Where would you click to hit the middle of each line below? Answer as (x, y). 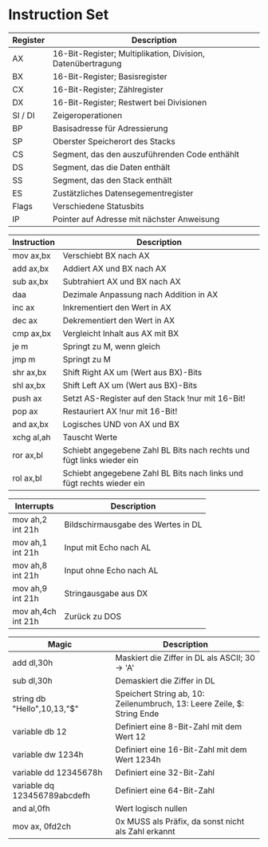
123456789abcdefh (51, 795)
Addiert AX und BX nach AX (115, 268)
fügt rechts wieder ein (104, 483)
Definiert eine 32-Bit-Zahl (165, 772)
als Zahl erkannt (145, 831)
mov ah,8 (30, 565)
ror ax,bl (28, 455)
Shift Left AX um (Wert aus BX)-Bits (130, 385)
